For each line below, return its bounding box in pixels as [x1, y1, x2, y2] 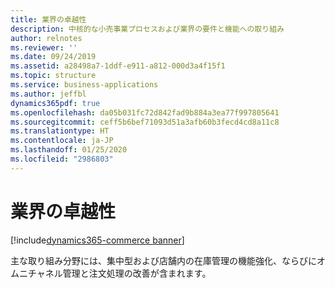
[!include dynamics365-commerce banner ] [10, 234, 185, 246]
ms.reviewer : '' [10, 42, 78, 53]
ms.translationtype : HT [10, 126, 110, 136]
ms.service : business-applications [10, 80, 159, 90]
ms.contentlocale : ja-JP [10, 136, 114, 146]
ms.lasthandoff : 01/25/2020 [10, 145, 128, 155]
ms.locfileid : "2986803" [10, 154, 114, 164]
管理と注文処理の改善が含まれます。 [62, 267, 212, 279]
